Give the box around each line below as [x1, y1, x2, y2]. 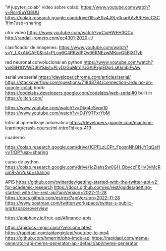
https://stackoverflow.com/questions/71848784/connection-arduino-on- [5, 79, 153, 85]
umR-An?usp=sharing [5, 169, 50, 175]
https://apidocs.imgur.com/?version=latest [5, 225, 92, 230]
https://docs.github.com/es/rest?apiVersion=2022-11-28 [5, 195, 120, 201]
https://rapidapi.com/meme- [91, 235, 150, 241]
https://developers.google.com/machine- [69, 120, 154, 125]
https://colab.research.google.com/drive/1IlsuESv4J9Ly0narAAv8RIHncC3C [5, 15, 160, 20]
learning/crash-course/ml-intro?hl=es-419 [5, 125, 92, 131]
